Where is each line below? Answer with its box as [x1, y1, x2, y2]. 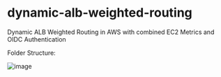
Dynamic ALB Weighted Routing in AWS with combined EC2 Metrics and [7, 28, 215, 36]
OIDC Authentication [7, 35, 66, 43]
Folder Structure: [7, 49, 56, 57]
